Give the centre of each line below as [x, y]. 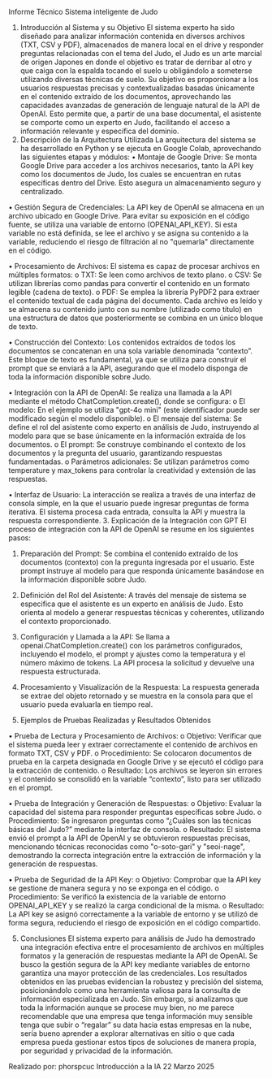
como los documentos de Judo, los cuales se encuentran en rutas [131, 174]
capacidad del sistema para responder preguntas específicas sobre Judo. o [135, 812]
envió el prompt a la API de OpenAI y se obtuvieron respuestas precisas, [130, 838]
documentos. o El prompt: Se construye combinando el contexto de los [127, 444]
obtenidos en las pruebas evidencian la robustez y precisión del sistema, [142, 981]
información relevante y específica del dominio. [99, 131]
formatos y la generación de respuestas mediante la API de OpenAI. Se [139, 955]
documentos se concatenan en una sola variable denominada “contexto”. [131, 351]
